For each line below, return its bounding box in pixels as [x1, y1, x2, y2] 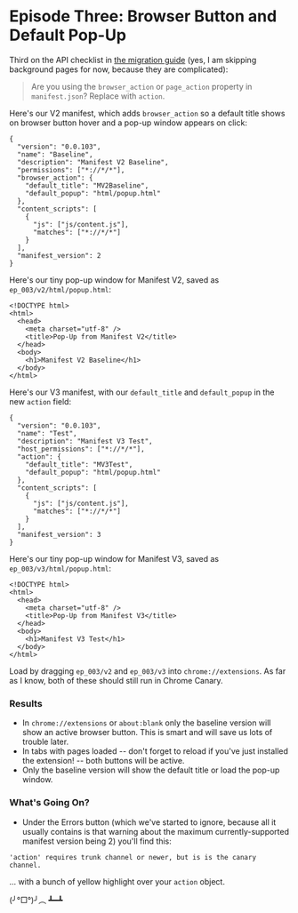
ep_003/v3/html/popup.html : [9, 563, 112, 573]
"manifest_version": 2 [17, 251, 101, 260]
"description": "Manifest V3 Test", [17, 436, 153, 445]
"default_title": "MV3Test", [25, 460, 133, 469]
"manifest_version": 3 [17, 530, 101, 539]
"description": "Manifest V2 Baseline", [17, 157, 169, 166]
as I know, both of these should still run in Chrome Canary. [9, 675, 224, 685]
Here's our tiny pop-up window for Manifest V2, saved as [9, 274, 220, 285]
